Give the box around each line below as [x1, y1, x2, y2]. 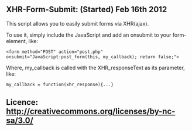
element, [6, 37, 28, 44]
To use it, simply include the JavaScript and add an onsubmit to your [6, 31, 172, 38]
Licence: [6, 97, 39, 107]
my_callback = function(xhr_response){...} [6, 82, 114, 87]
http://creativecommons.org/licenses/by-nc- [6, 107, 176, 116]
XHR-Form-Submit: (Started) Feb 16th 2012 [6, 5, 167, 15]
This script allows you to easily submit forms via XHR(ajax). [6, 20, 149, 27]
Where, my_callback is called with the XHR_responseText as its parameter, [6, 64, 186, 71]
